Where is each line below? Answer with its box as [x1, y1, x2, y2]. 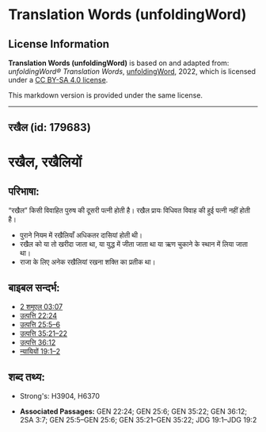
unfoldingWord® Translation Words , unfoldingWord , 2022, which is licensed [8, 67, 256, 76]
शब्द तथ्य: [8, 370, 45, 384]
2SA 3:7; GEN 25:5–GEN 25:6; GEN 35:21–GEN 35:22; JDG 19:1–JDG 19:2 [19, 415, 257, 425]
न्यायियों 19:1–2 [19, 347, 61, 357]
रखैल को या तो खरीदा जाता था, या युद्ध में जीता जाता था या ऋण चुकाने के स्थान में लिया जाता [19, 240, 248, 249]
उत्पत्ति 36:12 [19, 337, 56, 347]
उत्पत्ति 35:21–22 [19, 329, 68, 338]
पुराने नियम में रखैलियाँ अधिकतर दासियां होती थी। [19, 230, 142, 240]
